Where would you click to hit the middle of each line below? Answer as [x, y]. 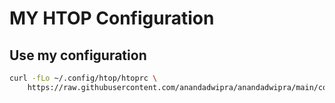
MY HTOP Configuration [112, 18]
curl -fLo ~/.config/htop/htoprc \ [83, 78]
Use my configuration [78, 55]
